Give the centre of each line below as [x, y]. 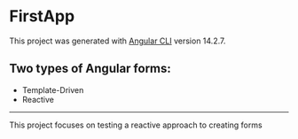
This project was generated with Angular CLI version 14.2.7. [118, 41]
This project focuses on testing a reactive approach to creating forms [136, 125]
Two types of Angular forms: [90, 69]
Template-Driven [53, 89]
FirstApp [42, 16]
